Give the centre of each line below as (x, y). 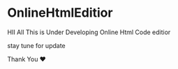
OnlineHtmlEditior (60, 13)
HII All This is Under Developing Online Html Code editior (89, 32)
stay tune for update (36, 45)
